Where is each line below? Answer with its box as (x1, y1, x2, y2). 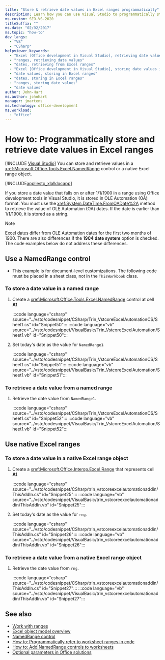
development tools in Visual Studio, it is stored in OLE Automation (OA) (5, 195, 148, 201)
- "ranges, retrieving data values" (9, 58, 84, 63)
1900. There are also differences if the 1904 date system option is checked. (5, 235, 159, 241)
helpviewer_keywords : (5, 48, 50, 53)
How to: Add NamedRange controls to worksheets (12, 644, 114, 650)
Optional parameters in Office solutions (12, 649, 92, 655)
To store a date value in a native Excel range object (5, 455, 129, 462)
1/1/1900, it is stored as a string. (5, 211, 69, 217)
